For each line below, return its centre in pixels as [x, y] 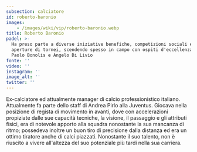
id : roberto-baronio [31, 17]
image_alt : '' [23, 77]
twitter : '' [21, 83]
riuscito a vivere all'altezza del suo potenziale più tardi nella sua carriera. [94, 143]
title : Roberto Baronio [35, 33]
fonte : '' [18, 60]
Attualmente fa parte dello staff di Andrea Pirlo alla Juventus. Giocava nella [96, 105]
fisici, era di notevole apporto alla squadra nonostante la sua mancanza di [95, 124]
